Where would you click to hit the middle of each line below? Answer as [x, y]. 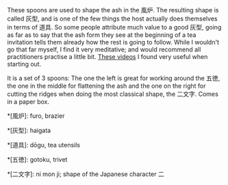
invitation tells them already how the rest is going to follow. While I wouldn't [113, 42]
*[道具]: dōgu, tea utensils [44, 145]
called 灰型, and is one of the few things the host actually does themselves [112, 18]
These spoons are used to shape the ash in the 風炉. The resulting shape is [113, 10]
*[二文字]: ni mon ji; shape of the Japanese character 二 [86, 174]
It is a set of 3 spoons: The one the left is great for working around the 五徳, [114, 78]
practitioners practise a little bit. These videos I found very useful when [107, 57]
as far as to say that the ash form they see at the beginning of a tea [102, 35]
